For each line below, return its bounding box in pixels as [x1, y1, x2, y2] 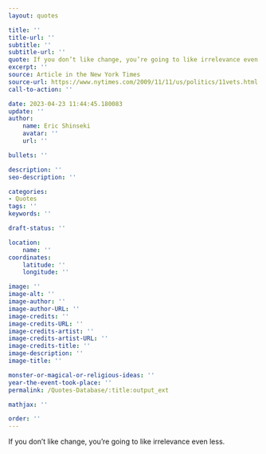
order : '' [8, 415, 41, 423]
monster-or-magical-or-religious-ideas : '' [8, 371, 155, 379]
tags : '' [8, 203, 37, 211]
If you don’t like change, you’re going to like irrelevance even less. [8, 436, 225, 447]
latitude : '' [22, 261, 66, 269]
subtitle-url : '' [8, 49, 66, 57]
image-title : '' [8, 357, 62, 365]
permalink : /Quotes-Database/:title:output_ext [8, 386, 170, 394]
